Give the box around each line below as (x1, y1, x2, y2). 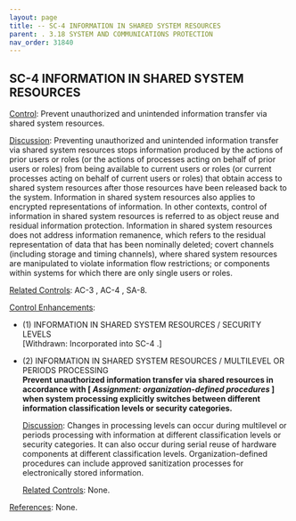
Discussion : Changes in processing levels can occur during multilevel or (21, 420, 287, 431)
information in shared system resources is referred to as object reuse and (9, 211, 279, 222)
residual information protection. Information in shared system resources (9, 220, 273, 232)
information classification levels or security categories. (21, 403, 234, 414)
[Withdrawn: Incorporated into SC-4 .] (21, 338, 162, 349)
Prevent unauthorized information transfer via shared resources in (21, 375, 274, 386)
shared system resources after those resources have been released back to (9, 183, 287, 193)
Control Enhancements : (9, 302, 96, 313)
